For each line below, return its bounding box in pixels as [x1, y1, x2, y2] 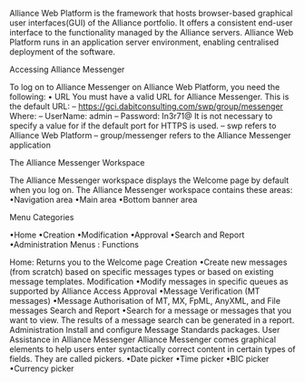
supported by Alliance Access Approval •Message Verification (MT [9, 286, 261, 297]
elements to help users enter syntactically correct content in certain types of [9, 344, 297, 354]
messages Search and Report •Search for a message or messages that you [9, 305, 292, 316]
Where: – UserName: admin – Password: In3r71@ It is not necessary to [9, 111, 273, 121]
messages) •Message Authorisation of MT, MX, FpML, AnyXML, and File [9, 296, 281, 306]
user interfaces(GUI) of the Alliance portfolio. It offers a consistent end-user [9, 17, 293, 28]
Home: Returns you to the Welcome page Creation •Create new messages [9, 257, 288, 267]
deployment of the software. [9, 46, 116, 57]
